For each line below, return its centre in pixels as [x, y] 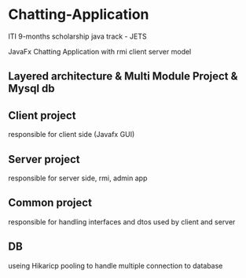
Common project [50, 203]
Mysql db [31, 89]
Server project [44, 159]
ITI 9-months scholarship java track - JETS [77, 36]
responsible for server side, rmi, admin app [78, 178]
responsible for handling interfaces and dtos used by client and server [122, 221]
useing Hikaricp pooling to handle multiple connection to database [116, 265]
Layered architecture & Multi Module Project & [123, 76]
